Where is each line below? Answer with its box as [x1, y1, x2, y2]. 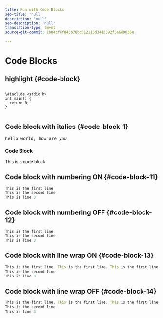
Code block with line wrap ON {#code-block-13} [5, 252, 154, 260]
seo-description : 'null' [5, 21, 56, 26]
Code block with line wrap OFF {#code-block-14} [5, 287, 157, 296]
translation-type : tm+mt [5, 25, 56, 30]
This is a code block [5, 159, 45, 165]
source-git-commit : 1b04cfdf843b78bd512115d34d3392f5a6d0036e [5, 30, 134, 35]
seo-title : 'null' [5, 12, 42, 17]
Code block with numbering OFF [5, 208, 105, 216]
